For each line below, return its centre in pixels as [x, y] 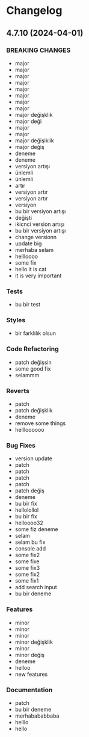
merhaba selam [34, 250]
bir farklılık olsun [35, 333]
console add [30, 549]
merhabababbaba [37, 716]
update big [28, 243]
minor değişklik [34, 642]
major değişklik [34, 114]
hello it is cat [31, 269]
